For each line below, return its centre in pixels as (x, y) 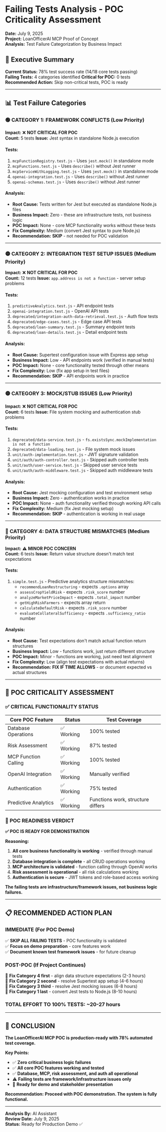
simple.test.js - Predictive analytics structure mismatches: (73, 581)
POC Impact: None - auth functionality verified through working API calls (86, 503)
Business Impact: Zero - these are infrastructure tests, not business (82, 215)
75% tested (103, 788)
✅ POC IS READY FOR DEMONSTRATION (47, 831)
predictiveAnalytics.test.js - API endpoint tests (63, 306)
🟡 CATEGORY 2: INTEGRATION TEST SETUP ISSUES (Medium (81, 253)
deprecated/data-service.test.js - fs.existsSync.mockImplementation (84, 440)
